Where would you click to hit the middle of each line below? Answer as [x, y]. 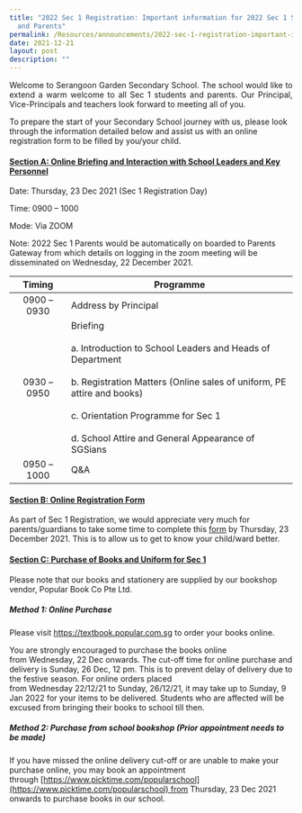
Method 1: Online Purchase [61, 610]
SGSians [89, 449]
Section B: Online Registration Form [77, 500]
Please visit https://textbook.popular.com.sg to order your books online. [142, 632]
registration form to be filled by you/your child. [95, 141]
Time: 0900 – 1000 [44, 209]
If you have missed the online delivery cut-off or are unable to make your [144, 760]
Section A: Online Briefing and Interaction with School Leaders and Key [145, 161]
